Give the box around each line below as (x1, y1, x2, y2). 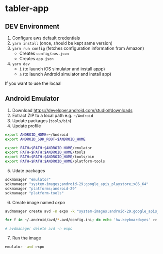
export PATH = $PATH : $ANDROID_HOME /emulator (5, 145, 92, 150)
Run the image (12, 235, 41, 241)
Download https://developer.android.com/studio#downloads (12, 107, 133, 113)
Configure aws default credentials (12, 35, 80, 41)
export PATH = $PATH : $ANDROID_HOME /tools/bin (5, 155, 95, 159)
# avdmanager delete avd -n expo (5, 226, 73, 231)
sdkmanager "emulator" (5, 177, 51, 182)
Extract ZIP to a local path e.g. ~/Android (12, 112, 94, 118)
